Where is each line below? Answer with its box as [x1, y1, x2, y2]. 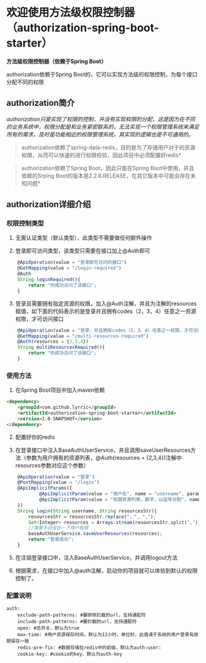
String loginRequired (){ [17, 277, 81, 283]
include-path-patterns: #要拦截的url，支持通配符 [17, 619, 137, 625]
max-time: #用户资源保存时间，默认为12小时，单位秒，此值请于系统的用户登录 [17, 632, 189, 638]
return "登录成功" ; [28, 536, 75, 542]
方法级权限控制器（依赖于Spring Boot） [6, 58, 107, 65]
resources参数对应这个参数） [15, 462, 89, 469]
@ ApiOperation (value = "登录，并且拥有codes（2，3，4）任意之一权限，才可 [17, 327, 194, 334]
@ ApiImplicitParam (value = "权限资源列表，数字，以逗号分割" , [39, 496, 187, 503]
